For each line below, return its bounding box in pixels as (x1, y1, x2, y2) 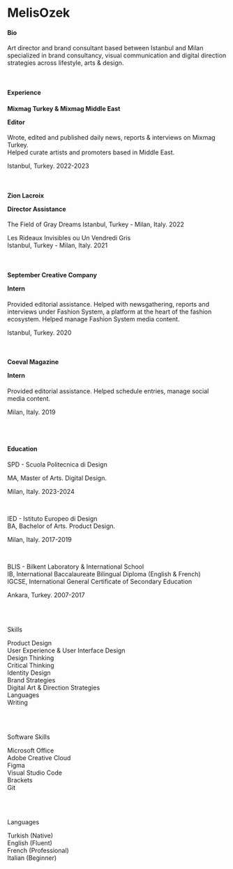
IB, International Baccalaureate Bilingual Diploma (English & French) (7, 570, 201, 578)
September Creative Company (7, 270, 98, 279)
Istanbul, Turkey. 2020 (7, 328, 72, 337)
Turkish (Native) (7, 831, 54, 840)
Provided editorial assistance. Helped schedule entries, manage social (7, 386, 209, 395)
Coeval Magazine (7, 358, 59, 366)
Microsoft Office (7, 746, 54, 754)
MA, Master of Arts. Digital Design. (7, 474, 107, 482)
